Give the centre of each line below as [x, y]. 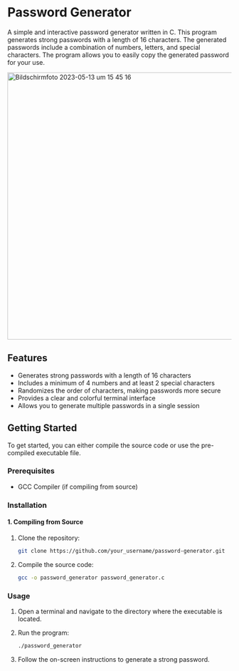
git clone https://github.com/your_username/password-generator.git [121, 551]
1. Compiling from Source [46, 522]
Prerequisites [31, 471]
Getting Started [42, 428]
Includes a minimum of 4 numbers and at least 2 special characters [116, 383]
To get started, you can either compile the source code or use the [103, 445]
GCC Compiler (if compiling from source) [78, 487]
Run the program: [43, 633]
